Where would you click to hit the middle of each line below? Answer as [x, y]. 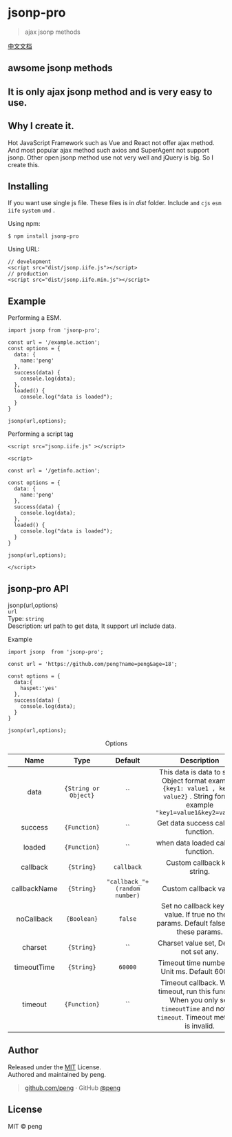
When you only [194, 1000]
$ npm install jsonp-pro [43, 236]
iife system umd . [31, 210]
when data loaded [185, 843]
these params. [200, 932]
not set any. [200, 951]
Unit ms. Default [187, 971]
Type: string [26, 618]
